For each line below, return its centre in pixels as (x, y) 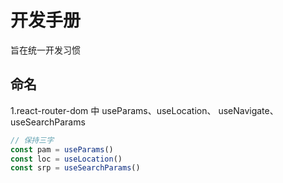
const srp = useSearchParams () (75, 168)
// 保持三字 (32, 140)
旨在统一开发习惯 (45, 50)
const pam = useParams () (62, 149)
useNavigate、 (248, 110)
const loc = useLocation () (66, 159)
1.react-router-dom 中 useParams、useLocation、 (113, 110)
